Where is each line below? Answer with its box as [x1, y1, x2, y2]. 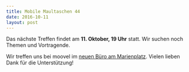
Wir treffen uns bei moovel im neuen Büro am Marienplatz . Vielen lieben [6, 53, 181, 60]
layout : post [6, 19, 38, 25]
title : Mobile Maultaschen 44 [6, 8, 81, 15]
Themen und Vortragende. [6, 42, 71, 49]
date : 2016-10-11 [6, 14, 49, 20]
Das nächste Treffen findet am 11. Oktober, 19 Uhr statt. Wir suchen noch [6, 36, 184, 43]
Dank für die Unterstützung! [6, 59, 74, 66]
